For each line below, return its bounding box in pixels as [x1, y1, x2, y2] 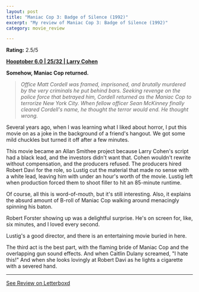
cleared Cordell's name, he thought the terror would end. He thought [20, 106, 189, 113]
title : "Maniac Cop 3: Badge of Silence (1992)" [6, 14, 129, 20]
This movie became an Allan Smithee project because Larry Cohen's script [6, 148, 189, 155]
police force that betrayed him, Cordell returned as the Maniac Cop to [20, 93, 192, 100]
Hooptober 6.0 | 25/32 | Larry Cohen [6, 58, 98, 65]
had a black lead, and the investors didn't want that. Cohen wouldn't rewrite [6, 154, 191, 161]
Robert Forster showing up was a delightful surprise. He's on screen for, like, [6, 215, 193, 222]
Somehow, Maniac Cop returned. [6, 69, 89, 77]
